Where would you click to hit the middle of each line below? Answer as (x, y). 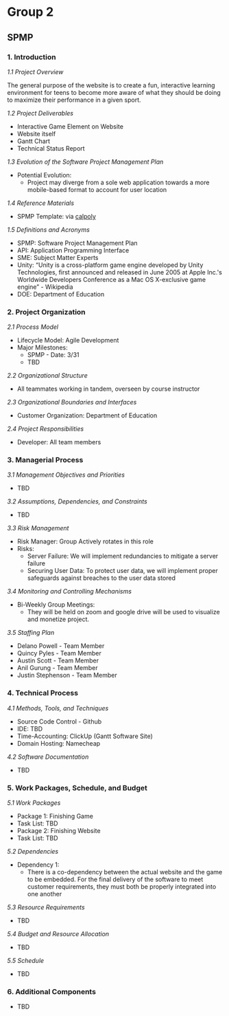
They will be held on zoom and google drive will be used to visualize (124, 612)
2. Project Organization (46, 312)
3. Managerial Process (45, 460)
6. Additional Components (51, 991)
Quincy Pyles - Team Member (59, 653)
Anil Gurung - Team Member (57, 668)
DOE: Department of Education (61, 294)
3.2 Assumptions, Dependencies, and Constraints (77, 501)
